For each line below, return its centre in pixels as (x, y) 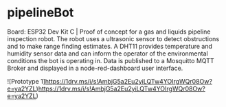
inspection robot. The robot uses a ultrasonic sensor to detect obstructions (113, 38)
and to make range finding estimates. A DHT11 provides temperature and (110, 46)
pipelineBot (41, 13)
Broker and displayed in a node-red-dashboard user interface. (95, 68)
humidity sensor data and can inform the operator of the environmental (108, 53)
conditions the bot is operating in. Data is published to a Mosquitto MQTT (111, 60)
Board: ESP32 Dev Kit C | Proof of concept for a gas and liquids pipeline (109, 32)
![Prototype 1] (26, 81)
